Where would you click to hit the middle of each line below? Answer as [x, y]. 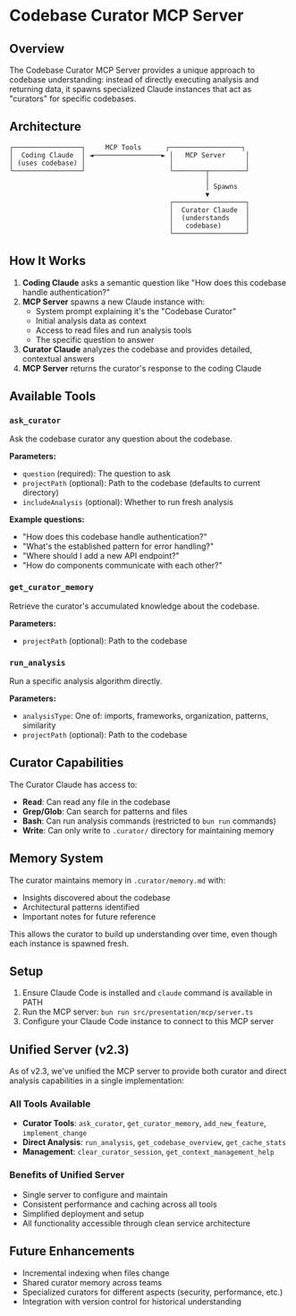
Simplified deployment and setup [83, 1213]
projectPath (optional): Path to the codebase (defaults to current [141, 483]
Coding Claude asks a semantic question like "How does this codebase [154, 282]
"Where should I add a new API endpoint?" [101, 556]
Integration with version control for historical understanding [131, 1301]
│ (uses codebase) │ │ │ [130, 163]
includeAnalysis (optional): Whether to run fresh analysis [128, 502]
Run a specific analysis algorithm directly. [86, 680]
